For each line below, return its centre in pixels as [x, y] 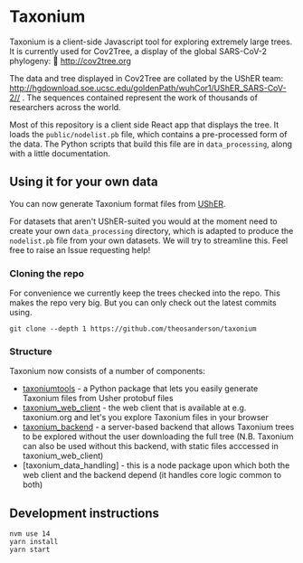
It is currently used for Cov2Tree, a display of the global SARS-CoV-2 [138, 51]
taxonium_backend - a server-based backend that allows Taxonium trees [158, 427]
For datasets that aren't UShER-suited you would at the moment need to [143, 221]
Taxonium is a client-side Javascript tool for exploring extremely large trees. [151, 42]
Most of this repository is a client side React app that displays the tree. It [144, 125]
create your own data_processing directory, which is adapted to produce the [151, 230]
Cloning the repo [47, 273]
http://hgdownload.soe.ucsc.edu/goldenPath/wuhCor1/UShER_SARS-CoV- [148, 88]
